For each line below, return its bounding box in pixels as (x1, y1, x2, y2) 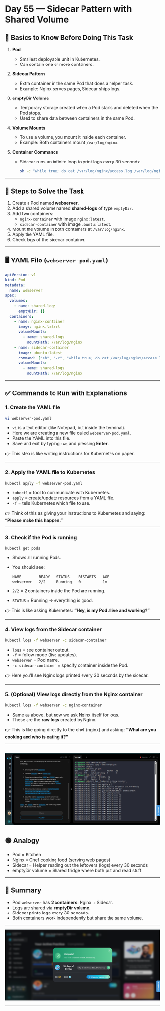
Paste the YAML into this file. (12, 435, 71, 441)
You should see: (12, 564, 45, 570)
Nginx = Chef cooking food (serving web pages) (12, 857, 110, 863)
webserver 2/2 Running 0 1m (12, 579, 107, 584)
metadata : (5, 283, 26, 288)
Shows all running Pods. (12, 554, 61, 560)
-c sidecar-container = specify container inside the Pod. (12, 662, 129, 668)
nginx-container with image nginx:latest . (19, 216, 105, 222)
